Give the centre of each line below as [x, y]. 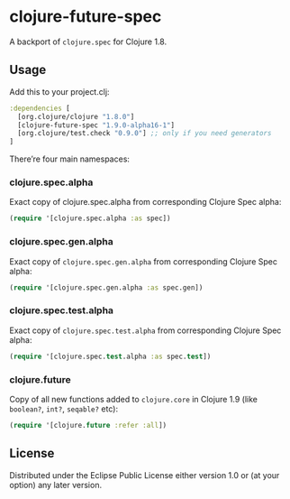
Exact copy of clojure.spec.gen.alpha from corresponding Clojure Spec [143, 261]
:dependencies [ [40, 108]
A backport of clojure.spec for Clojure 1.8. [88, 42]
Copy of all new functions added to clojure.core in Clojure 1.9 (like [134, 399]
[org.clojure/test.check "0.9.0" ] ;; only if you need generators [145, 134]
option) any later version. [55, 485]
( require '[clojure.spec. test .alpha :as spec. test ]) [110, 356]
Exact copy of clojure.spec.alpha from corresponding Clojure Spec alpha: [145, 202]
